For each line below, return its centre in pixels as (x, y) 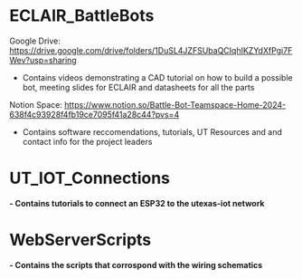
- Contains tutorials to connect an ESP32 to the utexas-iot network (137, 203)
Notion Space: (36, 104)
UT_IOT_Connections (90, 178)
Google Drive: (35, 41)
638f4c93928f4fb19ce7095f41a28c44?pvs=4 (94, 114)
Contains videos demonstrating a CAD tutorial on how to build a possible (157, 77)
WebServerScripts (80, 240)
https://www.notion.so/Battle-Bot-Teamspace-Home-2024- (175, 104)
